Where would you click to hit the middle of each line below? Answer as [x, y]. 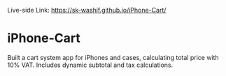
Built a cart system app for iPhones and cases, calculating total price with [113, 57]
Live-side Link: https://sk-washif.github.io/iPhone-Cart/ [87, 10]
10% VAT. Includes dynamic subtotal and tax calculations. [90, 65]
